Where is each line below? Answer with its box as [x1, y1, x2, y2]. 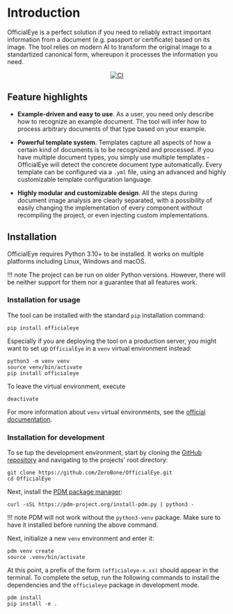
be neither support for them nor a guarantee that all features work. [7, 277, 198, 286]
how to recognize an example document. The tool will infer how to [17, 117, 207, 125]
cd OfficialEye [7, 475, 51, 482]
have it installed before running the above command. [7, 521, 159, 529]
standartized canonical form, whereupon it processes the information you [7, 50, 218, 59]
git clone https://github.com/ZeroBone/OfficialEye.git [7, 469, 172, 477]
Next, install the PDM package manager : [7, 488, 123, 496]
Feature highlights [7, 91, 88, 103]
